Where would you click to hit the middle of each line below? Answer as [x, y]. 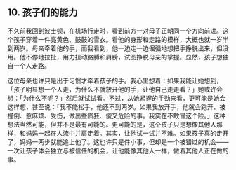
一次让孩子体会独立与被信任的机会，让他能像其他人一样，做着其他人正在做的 [118, 150]
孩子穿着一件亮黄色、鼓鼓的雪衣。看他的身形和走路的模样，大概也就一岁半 [121, 39]
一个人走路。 [32, 66]
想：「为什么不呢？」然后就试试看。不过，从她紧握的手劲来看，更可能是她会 [117, 98]
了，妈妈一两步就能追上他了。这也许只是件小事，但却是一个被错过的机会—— [118, 141]
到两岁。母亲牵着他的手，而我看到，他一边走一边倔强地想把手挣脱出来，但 [115, 48]
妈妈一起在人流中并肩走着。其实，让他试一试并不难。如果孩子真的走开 [127, 133]
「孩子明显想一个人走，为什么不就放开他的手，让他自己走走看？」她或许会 [115, 89]
